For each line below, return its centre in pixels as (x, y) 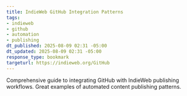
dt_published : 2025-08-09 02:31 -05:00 (57, 46)
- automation (23, 35)
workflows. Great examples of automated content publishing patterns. (94, 86)
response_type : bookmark (38, 57)
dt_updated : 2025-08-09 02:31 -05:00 (54, 52)
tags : (13, 18)
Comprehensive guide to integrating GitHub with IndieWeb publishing (93, 80)
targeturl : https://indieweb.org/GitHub (58, 63)
